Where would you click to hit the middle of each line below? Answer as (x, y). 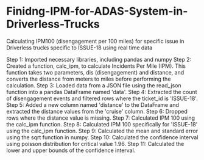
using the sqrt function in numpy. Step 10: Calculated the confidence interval (102, 137)
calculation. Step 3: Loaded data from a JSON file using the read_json (94, 85)
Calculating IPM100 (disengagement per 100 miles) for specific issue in (95, 41)
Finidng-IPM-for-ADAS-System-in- (97, 11)
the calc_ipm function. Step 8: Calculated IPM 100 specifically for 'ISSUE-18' (102, 124)
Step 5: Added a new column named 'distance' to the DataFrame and (93, 104)
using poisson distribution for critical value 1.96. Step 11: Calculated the (95, 144)
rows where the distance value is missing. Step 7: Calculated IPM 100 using (101, 118)
